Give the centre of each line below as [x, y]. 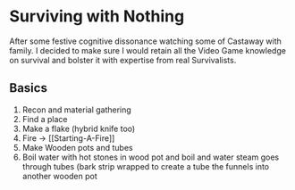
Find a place [45, 119]
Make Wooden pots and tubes [77, 147]
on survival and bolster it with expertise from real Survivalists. [123, 60]
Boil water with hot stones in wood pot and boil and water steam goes [151, 157]
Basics [28, 88]
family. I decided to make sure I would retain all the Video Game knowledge [147, 50]
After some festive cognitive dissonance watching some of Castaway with [145, 41]
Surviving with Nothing [97, 17]
